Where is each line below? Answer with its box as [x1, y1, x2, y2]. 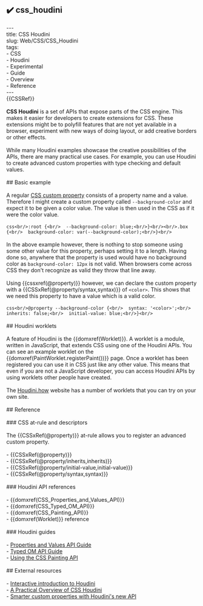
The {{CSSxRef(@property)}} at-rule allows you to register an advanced [6, 431, 186, 439]
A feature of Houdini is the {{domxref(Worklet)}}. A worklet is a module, [6, 335, 185, 342]
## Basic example [6, 178, 52, 186]
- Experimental [6, 62, 44, 70]
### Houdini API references [6, 483, 76, 490]
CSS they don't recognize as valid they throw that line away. [6, 266, 156, 274]
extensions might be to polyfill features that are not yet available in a [6, 121, 177, 128]
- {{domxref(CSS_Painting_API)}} [6, 508, 89, 516]
